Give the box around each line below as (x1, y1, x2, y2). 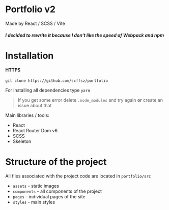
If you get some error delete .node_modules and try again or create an (17, 97, 163, 103)
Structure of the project (5, 156, 107, 168)
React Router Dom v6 (12, 127, 58, 133)
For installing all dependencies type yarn (5, 87, 91, 93)
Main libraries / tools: (5, 112, 49, 118)
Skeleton (12, 138, 32, 144)
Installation (5, 50, 54, 62)
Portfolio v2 (5, 4, 56, 15)
